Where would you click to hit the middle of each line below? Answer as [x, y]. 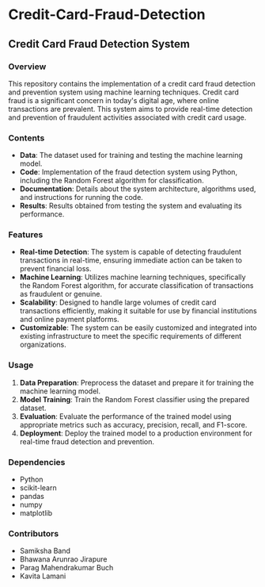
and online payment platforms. [70, 320]
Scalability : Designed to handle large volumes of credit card [118, 302]
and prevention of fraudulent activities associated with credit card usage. [127, 117]
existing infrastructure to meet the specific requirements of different [131, 336]
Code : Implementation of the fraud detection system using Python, [129, 172]
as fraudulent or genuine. [61, 294]
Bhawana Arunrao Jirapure [63, 559]
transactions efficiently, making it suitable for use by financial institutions [138, 311]
